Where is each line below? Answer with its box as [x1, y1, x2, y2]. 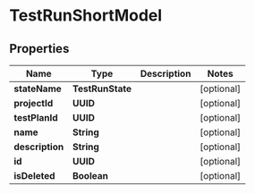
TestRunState [72, 82, 132, 95]
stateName [13, 82, 63, 95]
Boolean [72, 170, 109, 181]
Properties [9, 41, 70, 56]
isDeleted [13, 170, 55, 181]
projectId [13, 97, 54, 109]
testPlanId [13, 112, 58, 123]
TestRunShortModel [9, 5, 163, 26]
